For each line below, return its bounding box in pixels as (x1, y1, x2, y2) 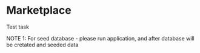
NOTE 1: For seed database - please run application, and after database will (6, 35, 195, 42)
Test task (6, 23, 29, 30)
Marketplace (6, 4, 72, 17)
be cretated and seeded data (6, 41, 79, 48)
